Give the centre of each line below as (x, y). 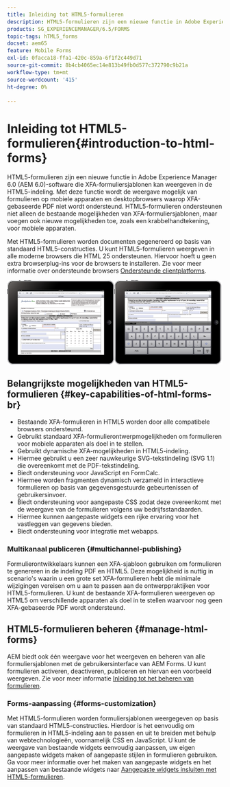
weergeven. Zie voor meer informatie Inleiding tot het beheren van (100, 678)
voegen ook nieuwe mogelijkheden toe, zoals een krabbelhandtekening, (108, 221)
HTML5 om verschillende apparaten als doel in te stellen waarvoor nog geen (115, 600)
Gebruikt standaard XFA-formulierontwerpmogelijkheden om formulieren (119, 436)
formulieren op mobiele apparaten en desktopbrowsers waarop (96, 199)
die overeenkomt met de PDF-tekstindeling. (78, 465)
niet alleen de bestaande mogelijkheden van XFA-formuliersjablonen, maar (112, 214)
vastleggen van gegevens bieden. (65, 524)
